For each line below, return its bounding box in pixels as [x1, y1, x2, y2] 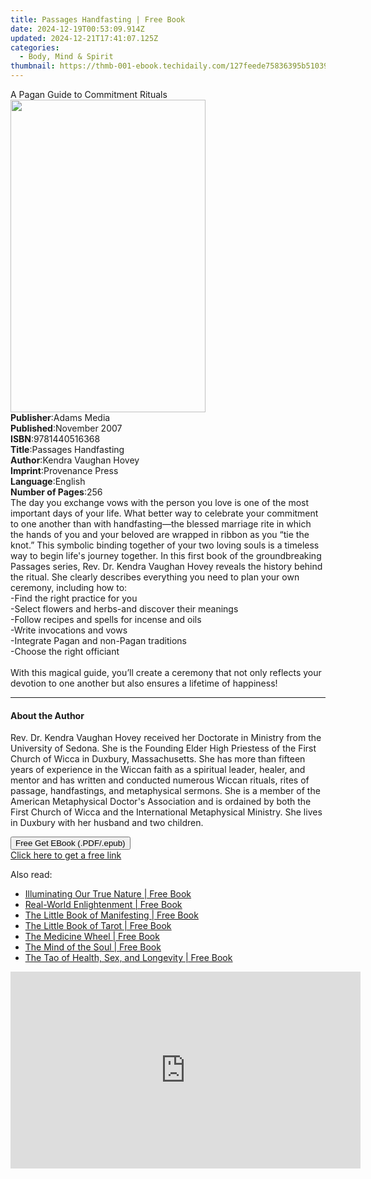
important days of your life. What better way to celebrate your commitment [10, 507, 319, 519]
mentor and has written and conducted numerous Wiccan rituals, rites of [10, 774, 310, 786]
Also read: [10, 869, 53, 881]
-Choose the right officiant [10, 646, 120, 657]
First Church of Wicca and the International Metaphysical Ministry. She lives [10, 806, 323, 818]
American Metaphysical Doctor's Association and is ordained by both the [10, 796, 312, 808]
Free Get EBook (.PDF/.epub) [15, 838, 126, 849]
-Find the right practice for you [10, 592, 138, 604]
